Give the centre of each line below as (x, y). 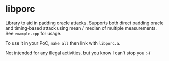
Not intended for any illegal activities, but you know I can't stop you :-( (78, 53)
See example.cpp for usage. (33, 33)
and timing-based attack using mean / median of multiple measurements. (81, 28)
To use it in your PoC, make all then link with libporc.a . (63, 43)
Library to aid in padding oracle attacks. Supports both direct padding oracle (84, 23)
